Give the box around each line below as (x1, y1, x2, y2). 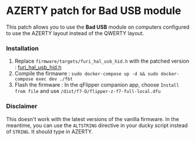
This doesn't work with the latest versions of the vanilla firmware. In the (6, 115, 179, 122)
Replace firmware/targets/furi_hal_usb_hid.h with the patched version (14, 57, 190, 65)
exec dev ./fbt (36, 76, 73, 82)
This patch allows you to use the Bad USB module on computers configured (6, 23, 190, 30)
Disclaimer (6, 102, 38, 111)
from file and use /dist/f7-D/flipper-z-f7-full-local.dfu (14, 88, 161, 95)
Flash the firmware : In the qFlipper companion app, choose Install (14, 81, 179, 88)
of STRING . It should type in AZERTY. (6, 128, 93, 135)
